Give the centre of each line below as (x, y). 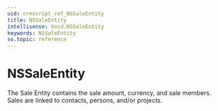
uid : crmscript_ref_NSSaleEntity (56, 14)
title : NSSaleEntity (37, 20)
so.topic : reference (37, 40)
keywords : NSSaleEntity (42, 33)
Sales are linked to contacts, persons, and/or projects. (85, 101)
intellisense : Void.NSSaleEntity (56, 26)
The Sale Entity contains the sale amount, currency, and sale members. (109, 93)
